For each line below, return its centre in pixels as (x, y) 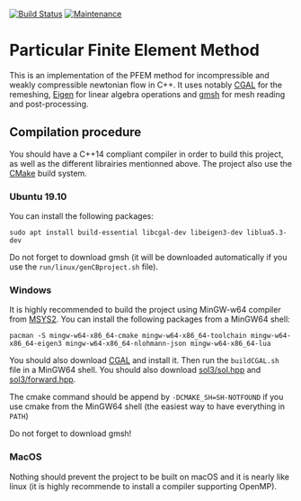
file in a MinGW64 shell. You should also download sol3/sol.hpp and (135, 370)
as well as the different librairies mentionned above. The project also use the (150, 163)
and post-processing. (49, 104)
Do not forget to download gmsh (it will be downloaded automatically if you (148, 258)
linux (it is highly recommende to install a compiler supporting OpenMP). (143, 486)
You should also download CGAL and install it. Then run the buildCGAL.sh (145, 360)
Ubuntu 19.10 (38, 196)
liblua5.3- (267, 233)
